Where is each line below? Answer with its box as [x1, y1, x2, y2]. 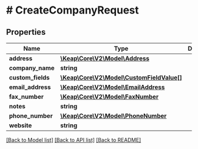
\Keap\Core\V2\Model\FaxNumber [60, 92, 159, 101]
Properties [6, 27, 46, 37]
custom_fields [9, 74, 50, 81]
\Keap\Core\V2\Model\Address [60, 54, 150, 62]
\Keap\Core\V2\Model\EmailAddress [60, 83, 165, 91]
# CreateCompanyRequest [6, 4, 140, 17]
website [9, 121, 32, 130]
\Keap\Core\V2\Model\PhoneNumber [60, 112, 167, 120]
